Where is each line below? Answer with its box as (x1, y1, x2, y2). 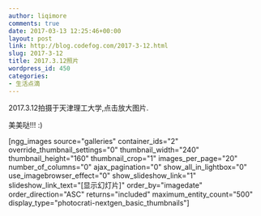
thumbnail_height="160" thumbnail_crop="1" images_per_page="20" (8, 153, 238, 163)
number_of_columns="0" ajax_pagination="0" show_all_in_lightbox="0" (8, 162, 247, 172)
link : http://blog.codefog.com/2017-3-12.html (8, 42, 169, 50)
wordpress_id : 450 (8, 65, 71, 73)
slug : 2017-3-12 (8, 49, 63, 57)
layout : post (8, 34, 53, 43)
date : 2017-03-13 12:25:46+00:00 (8, 27, 122, 35)
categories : (8, 72, 49, 80)
